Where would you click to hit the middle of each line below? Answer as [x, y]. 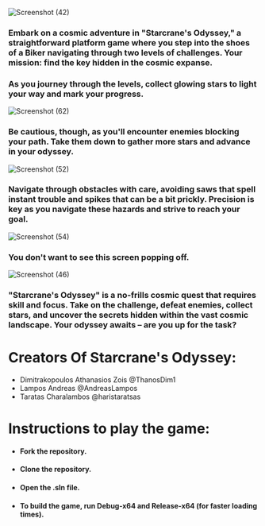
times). [32, 514]
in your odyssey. [41, 152]
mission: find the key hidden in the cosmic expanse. [110, 62]
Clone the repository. [56, 470]
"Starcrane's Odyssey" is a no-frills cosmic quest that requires [132, 296]
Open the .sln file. [50, 487]
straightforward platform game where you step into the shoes [129, 42]
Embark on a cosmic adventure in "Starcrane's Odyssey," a [125, 33]
